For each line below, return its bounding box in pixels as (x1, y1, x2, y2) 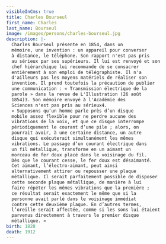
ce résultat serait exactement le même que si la (11, 190, 136, 196)
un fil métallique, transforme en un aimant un (11, 146, 132, 152)
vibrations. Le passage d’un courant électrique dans (11, 140, 147, 147)
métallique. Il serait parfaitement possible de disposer (11, 174, 158, 180)
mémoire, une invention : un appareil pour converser (11, 47, 147, 53)
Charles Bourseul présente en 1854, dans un (11, 42, 123, 48)
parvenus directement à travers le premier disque (11, 213, 139, 219)
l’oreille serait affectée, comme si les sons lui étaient (11, 207, 161, 213)
